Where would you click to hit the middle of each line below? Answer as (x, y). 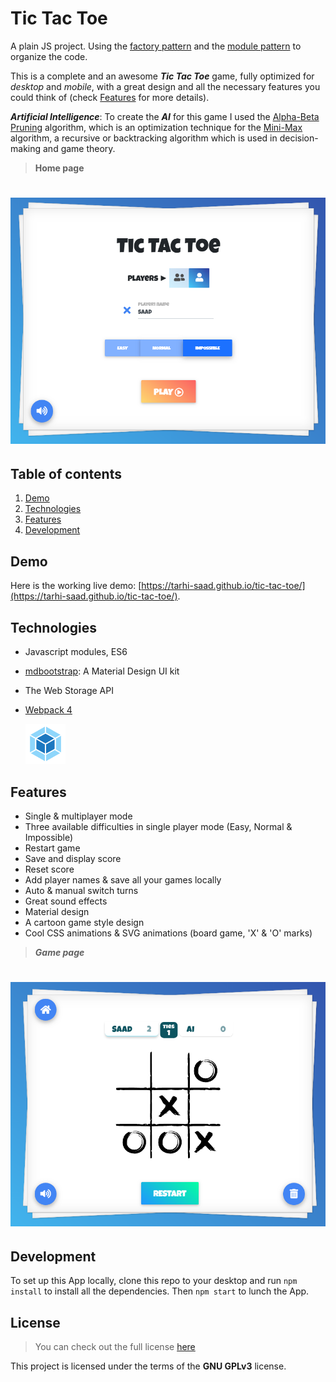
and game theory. (79, 148)
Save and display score (73, 858)
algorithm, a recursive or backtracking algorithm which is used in (144, 138)
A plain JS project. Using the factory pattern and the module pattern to (156, 46)
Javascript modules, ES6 (76, 652)
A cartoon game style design (84, 922)
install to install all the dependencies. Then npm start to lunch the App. (160, 1291)
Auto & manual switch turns (81, 890)
